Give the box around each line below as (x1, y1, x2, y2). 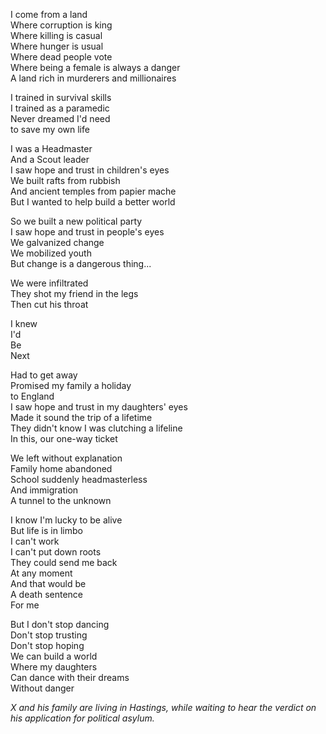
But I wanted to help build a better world (10, 196, 176, 208)
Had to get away (10, 369, 78, 381)
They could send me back (10, 557, 118, 568)
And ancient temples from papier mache (10, 185, 177, 197)
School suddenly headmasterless (10, 474, 148, 485)
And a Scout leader (10, 154, 90, 165)
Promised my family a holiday (10, 380, 132, 391)
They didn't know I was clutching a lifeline (10, 422, 183, 434)
